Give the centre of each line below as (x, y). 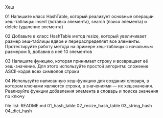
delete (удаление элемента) (34, 27)
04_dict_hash (19, 111)
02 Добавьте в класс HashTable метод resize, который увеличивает (76, 36)
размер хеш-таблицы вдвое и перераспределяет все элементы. (73, 41)
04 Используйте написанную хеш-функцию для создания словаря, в (77, 81)
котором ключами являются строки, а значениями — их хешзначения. (79, 86)
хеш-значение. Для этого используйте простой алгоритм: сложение (77, 66)
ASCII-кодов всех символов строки (42, 71)
